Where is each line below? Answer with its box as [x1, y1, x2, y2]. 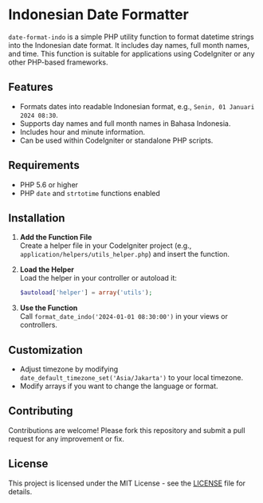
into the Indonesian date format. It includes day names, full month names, [8, 40, 249, 49]
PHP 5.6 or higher [19, 179, 78, 189]
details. [8, 486, 33, 496]
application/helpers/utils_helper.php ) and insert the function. [19, 250, 230, 259]
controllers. [19, 320, 58, 330]
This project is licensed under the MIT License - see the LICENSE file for [8, 478, 245, 488]
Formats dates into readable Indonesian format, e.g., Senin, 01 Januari [19, 101, 255, 111]
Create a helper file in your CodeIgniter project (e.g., [19, 241, 192, 250]
